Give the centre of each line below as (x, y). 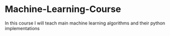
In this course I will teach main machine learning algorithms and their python (85, 23)
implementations (22, 28)
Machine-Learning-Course (63, 9)
